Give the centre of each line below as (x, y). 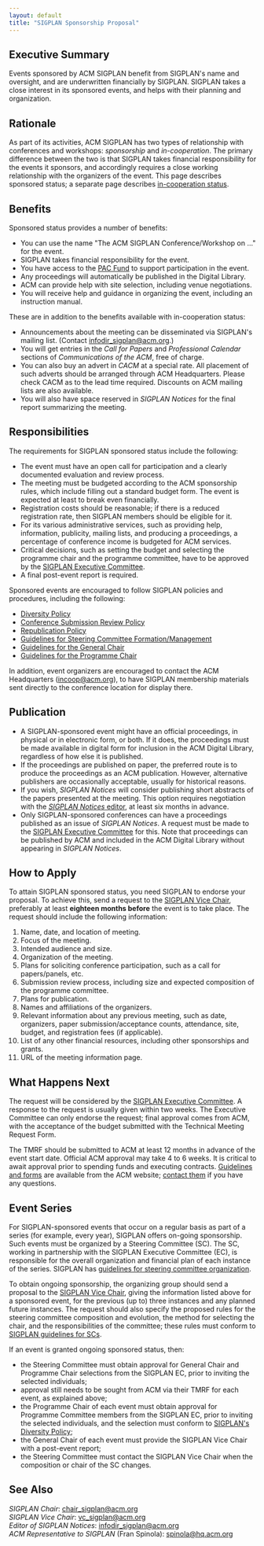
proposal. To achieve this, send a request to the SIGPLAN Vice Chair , (120, 900)
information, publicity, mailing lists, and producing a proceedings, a (129, 533)
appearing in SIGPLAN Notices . (71, 848)
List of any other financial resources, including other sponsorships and (135, 1041)
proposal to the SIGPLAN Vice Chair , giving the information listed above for (130, 1292)
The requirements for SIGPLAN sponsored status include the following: (124, 451)
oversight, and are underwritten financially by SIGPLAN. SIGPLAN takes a (127, 82)
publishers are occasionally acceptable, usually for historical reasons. (133, 781)
